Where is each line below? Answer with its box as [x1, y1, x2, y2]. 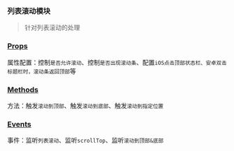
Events [7, 119, 32, 129]
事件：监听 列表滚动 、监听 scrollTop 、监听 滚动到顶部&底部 [7, 136, 164, 145]
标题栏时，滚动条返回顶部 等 [7, 66, 76, 75]
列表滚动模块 [7, 6, 51, 15]
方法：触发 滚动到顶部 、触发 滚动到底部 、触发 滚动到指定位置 [7, 101, 164, 110]
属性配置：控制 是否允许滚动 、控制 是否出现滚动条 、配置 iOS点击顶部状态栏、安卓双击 [7, 58, 227, 66]
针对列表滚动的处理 [24, 23, 81, 32]
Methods [7, 85, 39, 94]
